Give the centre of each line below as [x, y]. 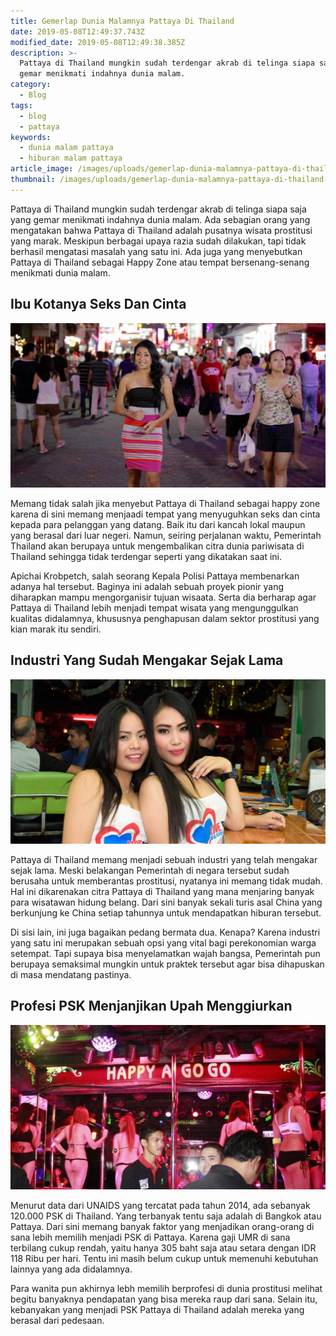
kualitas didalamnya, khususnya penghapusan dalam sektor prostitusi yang [165, 618]
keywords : [31, 137]
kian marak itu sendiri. [56, 629]
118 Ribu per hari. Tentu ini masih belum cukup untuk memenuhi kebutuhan [164, 1259]
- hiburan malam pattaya [71, 158]
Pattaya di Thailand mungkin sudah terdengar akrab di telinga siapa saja [158, 209]
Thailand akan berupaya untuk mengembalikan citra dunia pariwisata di [157, 546]
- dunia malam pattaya [66, 148]
